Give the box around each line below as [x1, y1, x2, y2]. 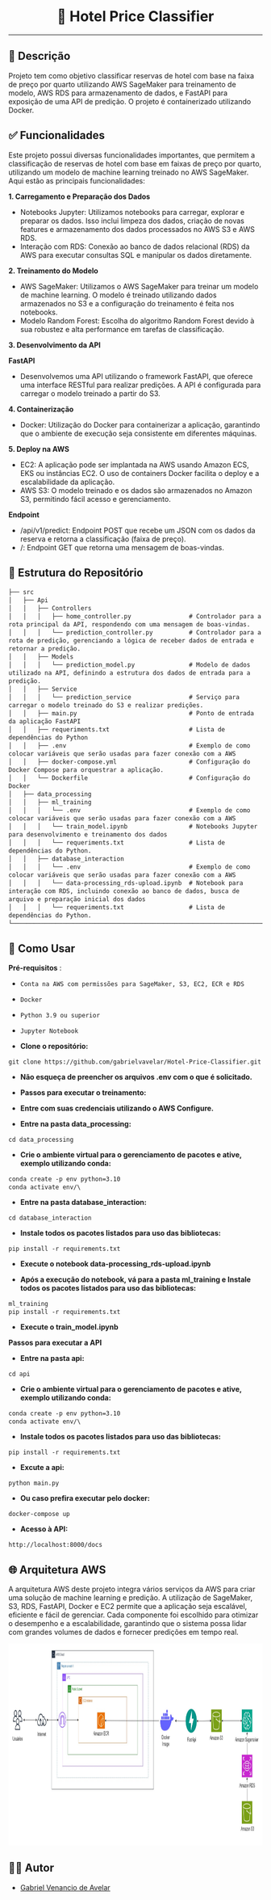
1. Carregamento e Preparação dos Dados [8, 192, 151, 201]
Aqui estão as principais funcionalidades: [8, 175, 145, 185]
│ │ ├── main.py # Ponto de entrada [8, 710, 254, 718]
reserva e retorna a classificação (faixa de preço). [19, 533, 187, 544]
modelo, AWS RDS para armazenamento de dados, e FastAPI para [8, 88, 228, 98]
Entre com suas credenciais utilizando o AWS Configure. [19, 1103, 215, 1114]
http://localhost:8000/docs [8, 1541, 103, 1549]
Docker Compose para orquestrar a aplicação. [8, 766, 164, 774]
